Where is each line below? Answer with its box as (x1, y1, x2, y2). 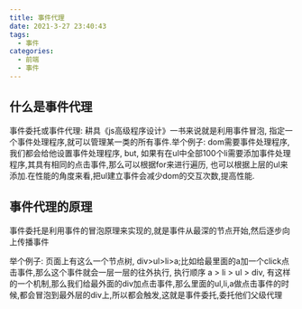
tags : (9, 30, 30, 39)
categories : (9, 47, 54, 56)
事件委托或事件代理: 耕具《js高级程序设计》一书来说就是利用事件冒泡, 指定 (9, 125, 286, 136)
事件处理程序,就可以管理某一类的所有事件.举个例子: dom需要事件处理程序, (16, 136, 290, 147)
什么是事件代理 (9, 99, 93, 115)
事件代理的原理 (9, 200, 93, 215)
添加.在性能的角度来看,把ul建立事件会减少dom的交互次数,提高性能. (9, 170, 255, 181)
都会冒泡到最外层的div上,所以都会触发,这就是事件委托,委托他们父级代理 (19, 289, 282, 300)
